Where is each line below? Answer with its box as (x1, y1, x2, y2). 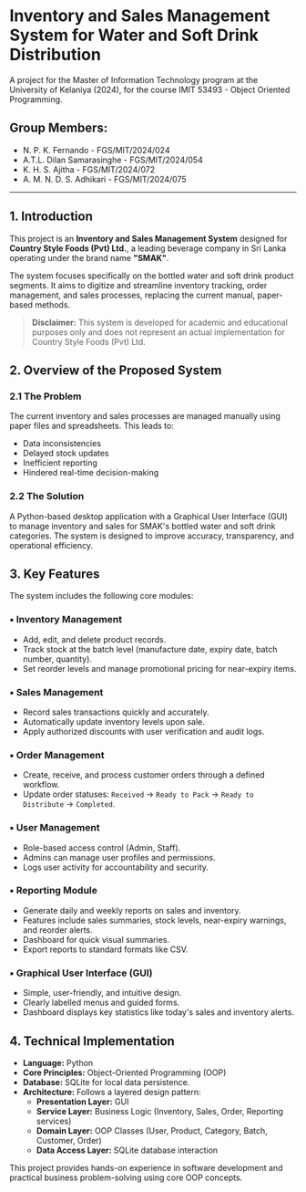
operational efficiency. (9, 539, 94, 550)
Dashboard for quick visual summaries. (22, 934, 170, 945)
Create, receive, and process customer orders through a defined (22, 769, 266, 780)
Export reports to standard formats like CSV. (22, 944, 189, 955)
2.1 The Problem (9, 390, 82, 403)
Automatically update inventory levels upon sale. (22, 716, 205, 727)
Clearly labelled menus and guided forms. (22, 997, 180, 1009)
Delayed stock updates (22, 448, 109, 459)
